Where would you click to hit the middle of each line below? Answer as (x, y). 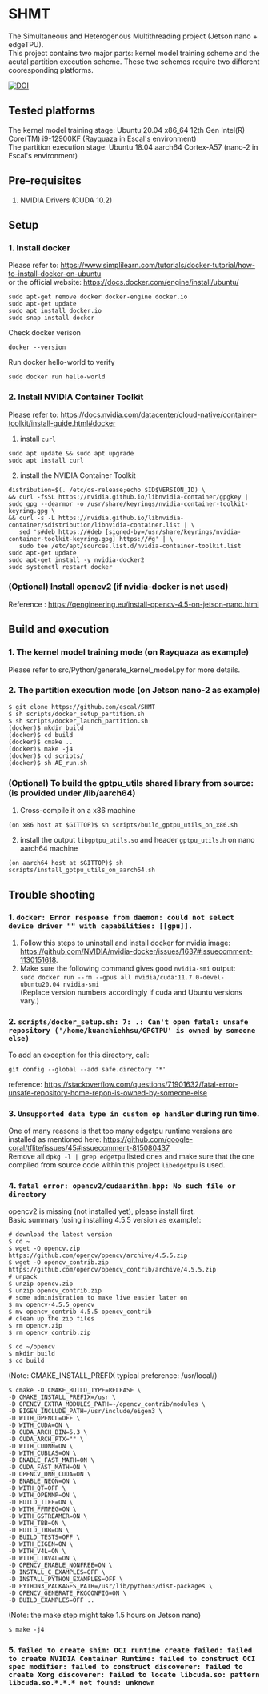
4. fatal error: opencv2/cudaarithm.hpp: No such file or (122, 1186)
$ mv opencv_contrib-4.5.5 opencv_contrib (80, 1312)
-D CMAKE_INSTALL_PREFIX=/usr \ (62, 1397)
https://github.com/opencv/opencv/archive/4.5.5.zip (98, 1255)
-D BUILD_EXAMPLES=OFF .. (51, 1600)
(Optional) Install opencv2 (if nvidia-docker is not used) (118, 587)
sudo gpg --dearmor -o (46, 504)
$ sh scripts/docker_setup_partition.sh (77, 714)
